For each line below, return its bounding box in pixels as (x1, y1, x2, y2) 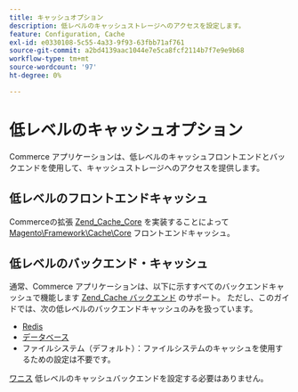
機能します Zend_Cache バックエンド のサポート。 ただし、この (39, 292, 274, 303)
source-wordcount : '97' (9, 63, 98, 72)
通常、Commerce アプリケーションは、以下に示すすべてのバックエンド (9, 282, 270, 292)
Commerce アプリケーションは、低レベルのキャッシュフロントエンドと (9, 151, 270, 161)
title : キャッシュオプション (9, 12, 104, 22)
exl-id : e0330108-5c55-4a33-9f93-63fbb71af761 (9, 37, 185, 47)
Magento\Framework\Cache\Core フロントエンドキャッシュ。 (9, 227, 236, 238)
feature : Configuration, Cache (9, 29, 125, 38)
